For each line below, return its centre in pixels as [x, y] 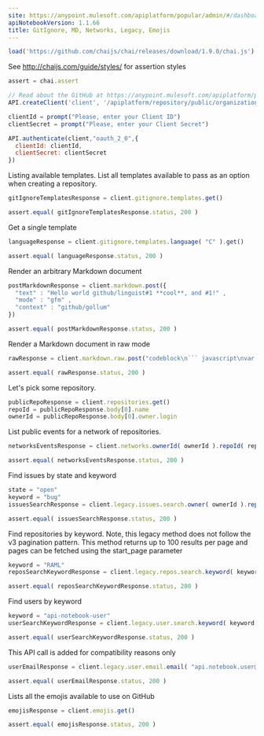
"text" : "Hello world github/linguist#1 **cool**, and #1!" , [121, 293]
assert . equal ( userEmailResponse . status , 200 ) [88, 681]
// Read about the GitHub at [56, 95]
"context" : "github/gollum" [63, 308]
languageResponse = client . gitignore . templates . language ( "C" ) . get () [126, 242]
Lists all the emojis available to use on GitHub [81, 696]
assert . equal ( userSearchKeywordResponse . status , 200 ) [101, 637]
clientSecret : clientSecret [61, 153]
